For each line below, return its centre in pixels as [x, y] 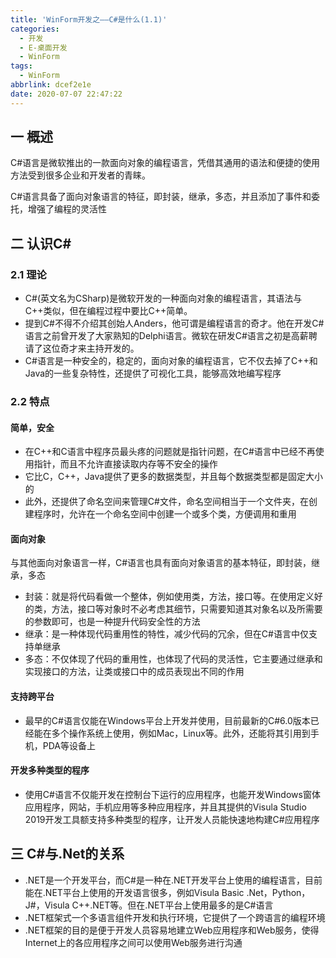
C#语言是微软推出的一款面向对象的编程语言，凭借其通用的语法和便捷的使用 [165, 163]
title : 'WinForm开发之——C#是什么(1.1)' [89, 19]
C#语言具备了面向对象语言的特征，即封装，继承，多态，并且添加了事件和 [161, 197]
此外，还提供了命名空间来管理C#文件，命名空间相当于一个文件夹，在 [166, 502]
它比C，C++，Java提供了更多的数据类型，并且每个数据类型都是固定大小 [174, 477]
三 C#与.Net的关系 [67, 854]
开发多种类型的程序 [50, 770]
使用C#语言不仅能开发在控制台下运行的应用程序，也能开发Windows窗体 [172, 794]
